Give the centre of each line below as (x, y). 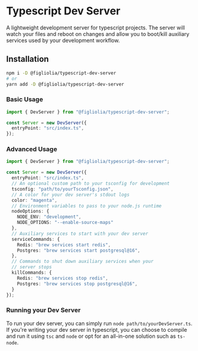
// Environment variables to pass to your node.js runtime (87, 206)
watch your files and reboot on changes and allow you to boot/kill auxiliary (98, 34)
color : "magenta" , (35, 200)
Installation (28, 59)
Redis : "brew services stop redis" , (63, 278)
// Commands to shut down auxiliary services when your (83, 262)
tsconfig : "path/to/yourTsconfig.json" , (63, 189)
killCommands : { (32, 273)
